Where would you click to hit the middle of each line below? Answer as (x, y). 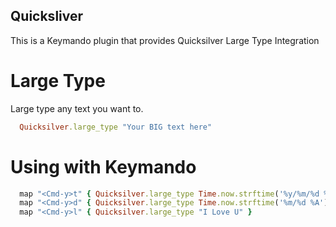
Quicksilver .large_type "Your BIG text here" (116, 127)
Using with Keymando (103, 166)
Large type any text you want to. (77, 108)
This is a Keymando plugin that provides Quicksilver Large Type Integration (165, 40)
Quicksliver (47, 16)
